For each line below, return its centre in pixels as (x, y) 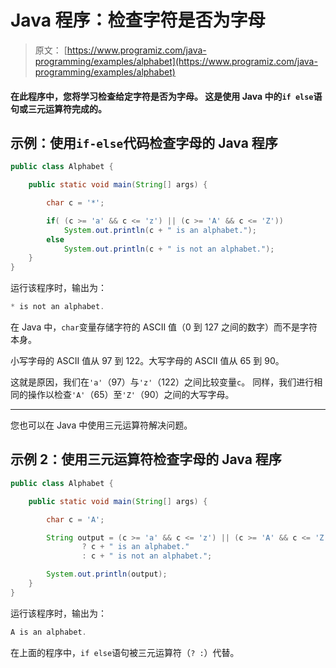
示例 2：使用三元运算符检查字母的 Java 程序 (146, 459)
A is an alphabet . (48, 632)
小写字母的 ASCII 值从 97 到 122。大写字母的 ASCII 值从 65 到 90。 (147, 361)
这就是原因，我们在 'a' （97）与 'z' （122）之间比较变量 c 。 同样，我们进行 (162, 382)
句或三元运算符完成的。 (58, 108)
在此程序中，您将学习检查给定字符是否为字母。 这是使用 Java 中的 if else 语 (166, 96)
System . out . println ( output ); (107, 574)
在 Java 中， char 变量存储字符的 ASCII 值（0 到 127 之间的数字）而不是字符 (164, 327)
